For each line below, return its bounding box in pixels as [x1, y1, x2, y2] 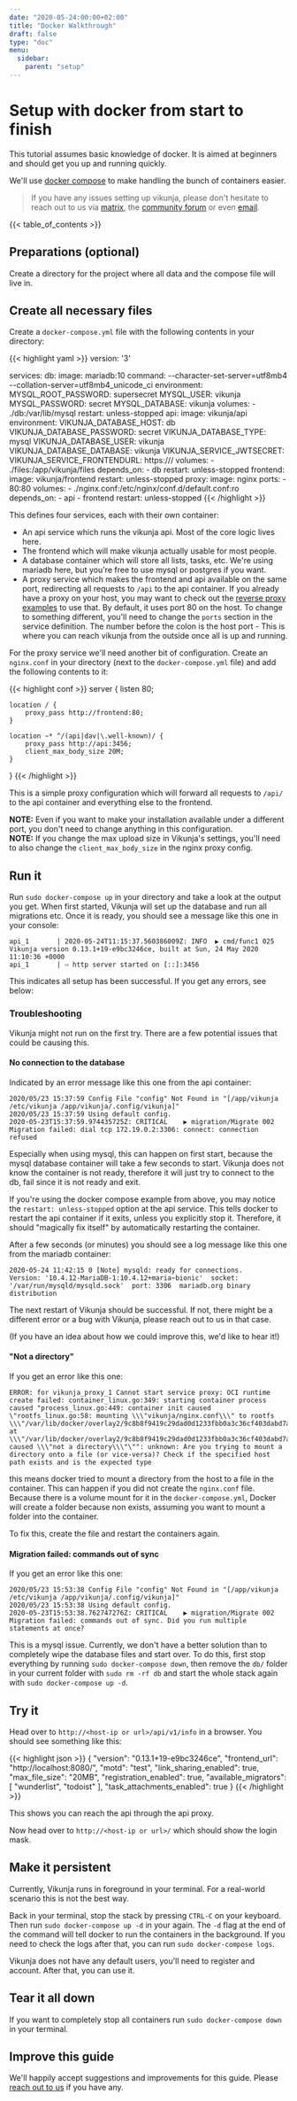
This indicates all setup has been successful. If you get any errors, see [9, 976, 267, 987]
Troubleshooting [9, 1007, 82, 1019]
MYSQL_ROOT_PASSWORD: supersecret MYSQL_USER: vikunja [9, 389, 241, 399]
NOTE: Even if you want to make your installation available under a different [9, 814, 285, 825]
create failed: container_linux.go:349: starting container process [9, 1396, 267, 1405]
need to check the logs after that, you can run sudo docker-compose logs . [9, 1938, 276, 1949]
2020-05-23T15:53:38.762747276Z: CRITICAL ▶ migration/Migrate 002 [9, 1609, 275, 1617]
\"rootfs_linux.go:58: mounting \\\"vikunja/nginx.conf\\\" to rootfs [9, 1411, 275, 1420]
